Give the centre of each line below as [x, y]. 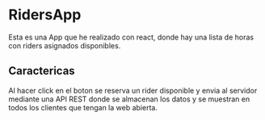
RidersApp [45, 15]
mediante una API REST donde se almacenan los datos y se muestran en [129, 99]
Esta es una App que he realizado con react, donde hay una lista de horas [131, 37]
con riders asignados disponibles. [65, 45]
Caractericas [42, 71]
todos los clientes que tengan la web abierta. [83, 107]
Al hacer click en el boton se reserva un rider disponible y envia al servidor [133, 90]
